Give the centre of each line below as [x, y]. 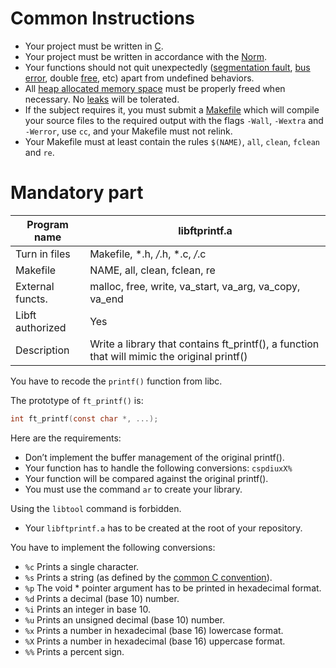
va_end [106, 299]
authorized [41, 327]
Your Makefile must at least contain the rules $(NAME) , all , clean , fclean [172, 141]
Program [47, 224]
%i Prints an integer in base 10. [88, 609]
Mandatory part [77, 193]
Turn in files [43, 254]
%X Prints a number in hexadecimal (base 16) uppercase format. [155, 641]
